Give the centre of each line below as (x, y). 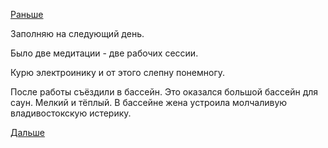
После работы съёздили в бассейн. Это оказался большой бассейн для (164, 92)
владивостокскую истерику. (71, 113)
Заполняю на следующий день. (77, 33)
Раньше (27, 14)
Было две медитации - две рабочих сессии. (104, 53)
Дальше (27, 132)
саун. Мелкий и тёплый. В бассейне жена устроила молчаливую (149, 102)
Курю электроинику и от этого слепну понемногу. (118, 72)
